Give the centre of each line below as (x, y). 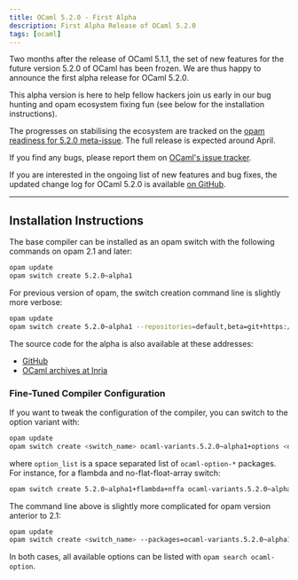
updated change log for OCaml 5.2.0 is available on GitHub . (118, 184)
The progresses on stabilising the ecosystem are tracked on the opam (137, 131)
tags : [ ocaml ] (35, 34)
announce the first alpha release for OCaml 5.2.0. (99, 78)
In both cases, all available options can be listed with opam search (128, 557)
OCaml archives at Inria (65, 370)
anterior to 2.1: (35, 515)
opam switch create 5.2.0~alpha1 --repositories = (103, 326)
